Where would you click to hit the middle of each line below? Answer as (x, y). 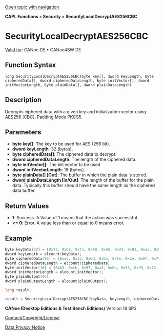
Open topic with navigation (32, 7)
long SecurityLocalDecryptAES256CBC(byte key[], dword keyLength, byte (79, 76)
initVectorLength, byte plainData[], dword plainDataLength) (69, 85)
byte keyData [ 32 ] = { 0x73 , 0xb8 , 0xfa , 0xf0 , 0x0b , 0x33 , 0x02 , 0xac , (78, 250)
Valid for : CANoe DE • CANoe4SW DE (43, 50)
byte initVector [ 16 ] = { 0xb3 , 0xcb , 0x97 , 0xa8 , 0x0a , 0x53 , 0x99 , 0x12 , (82, 268)
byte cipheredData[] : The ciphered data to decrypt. (64, 154)
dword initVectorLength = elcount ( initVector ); (54, 272)
